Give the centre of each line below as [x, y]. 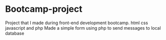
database [15, 33]
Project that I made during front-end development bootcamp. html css [77, 23]
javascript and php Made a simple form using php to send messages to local [83, 28]
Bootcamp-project [44, 9]
